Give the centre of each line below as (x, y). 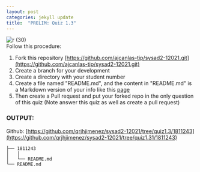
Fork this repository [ (41, 58)
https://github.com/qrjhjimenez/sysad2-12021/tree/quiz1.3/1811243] (111, 131)
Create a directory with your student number (70, 77)
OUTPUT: (20, 118)
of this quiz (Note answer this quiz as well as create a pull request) (97, 102)
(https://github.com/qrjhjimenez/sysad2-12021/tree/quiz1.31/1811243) (92, 137)
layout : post (23, 12)
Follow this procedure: (34, 46)
